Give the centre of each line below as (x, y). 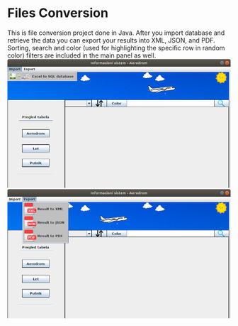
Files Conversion (58, 13)
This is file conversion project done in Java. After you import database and (116, 33)
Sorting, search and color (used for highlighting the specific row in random (116, 48)
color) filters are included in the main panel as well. (82, 55)
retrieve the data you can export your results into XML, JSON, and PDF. (111, 40)
